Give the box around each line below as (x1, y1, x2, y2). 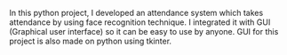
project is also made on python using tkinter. (9, 35, 171, 46)
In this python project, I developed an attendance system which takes (9, 8, 264, 18)
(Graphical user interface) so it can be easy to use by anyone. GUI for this (9, 27, 279, 36)
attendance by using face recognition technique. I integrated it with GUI (9, 17, 271, 27)
